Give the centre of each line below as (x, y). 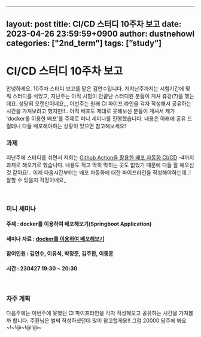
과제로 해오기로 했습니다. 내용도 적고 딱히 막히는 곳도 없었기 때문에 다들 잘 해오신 (100, 165)
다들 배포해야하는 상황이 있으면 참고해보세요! (74, 126)
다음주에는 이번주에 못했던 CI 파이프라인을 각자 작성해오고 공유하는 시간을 (92, 313)
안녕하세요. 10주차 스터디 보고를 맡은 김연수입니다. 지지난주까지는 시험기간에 (95, 89)
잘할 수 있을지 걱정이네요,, (36, 180)
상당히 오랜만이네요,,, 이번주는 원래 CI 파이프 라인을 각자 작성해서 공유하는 (105, 104)
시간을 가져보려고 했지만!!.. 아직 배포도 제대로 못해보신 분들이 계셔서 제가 (91, 111)
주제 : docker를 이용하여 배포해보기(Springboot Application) (79, 224)
